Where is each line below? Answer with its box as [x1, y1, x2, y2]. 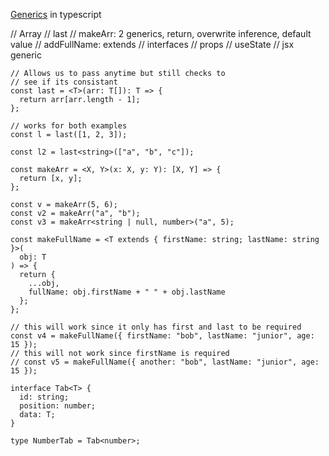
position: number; [19, 401, 97, 411]
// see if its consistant [10, 77, 118, 87]
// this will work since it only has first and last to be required [10, 322, 302, 332]
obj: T [19, 252, 47, 262]
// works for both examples [10, 121, 128, 131]
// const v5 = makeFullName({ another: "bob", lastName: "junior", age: [10, 357, 320, 367]
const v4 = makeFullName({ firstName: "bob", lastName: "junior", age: [10, 331, 315, 341]
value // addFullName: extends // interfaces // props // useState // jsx [10, 39, 295, 50]
